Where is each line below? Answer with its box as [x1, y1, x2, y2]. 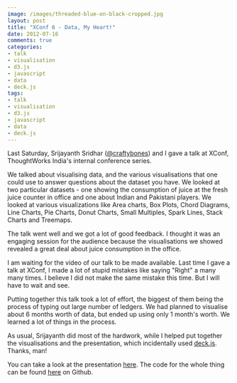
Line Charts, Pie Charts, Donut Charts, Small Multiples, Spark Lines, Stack [7, 208, 224, 217]
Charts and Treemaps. [7, 216, 72, 224]
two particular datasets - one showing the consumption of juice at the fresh [7, 186, 228, 194]
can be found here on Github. [7, 368, 94, 377]
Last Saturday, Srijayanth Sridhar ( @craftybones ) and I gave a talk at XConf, [7, 149, 229, 157]
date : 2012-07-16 [7, 30, 59, 38]
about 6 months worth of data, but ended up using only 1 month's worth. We [7, 310, 231, 319]
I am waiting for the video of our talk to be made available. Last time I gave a [7, 258, 231, 267]
